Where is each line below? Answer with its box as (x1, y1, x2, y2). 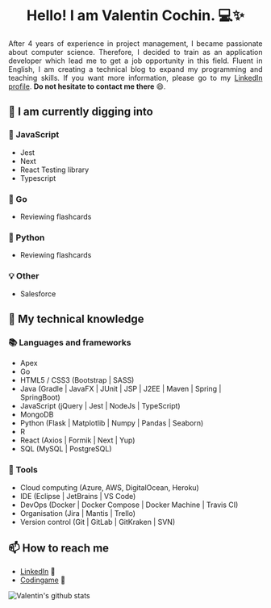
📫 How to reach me (8, 541, 110, 555)
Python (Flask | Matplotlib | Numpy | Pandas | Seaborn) (19, 418, 204, 428)
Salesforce (19, 288, 56, 299)
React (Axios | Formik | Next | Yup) (19, 435, 135, 445)
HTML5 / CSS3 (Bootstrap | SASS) (19, 375, 135, 385)
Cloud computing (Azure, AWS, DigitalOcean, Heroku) (19, 482, 199, 493)
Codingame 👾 (19, 575, 66, 585)
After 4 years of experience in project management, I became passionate (8, 38, 263, 48)
